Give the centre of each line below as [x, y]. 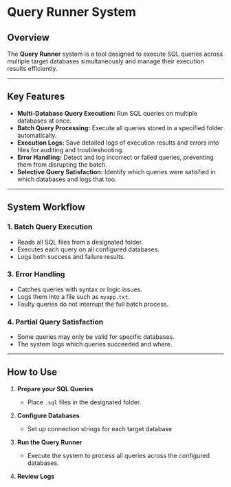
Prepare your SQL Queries [55, 388]
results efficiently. [32, 69]
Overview [29, 38]
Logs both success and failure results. [71, 256]
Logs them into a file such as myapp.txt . [74, 296]
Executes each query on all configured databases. [88, 249]
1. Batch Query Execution [50, 227]
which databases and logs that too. [67, 179]
